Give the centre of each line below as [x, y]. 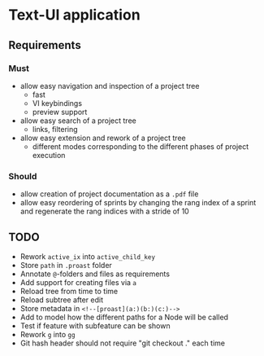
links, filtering [55, 129]
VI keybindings [57, 103]
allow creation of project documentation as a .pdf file [109, 194]
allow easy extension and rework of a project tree [103, 138]
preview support [60, 112]
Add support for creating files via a [78, 282]
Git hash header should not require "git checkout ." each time [123, 343]
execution [49, 155]
